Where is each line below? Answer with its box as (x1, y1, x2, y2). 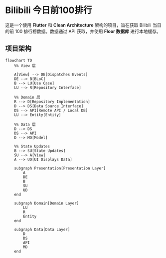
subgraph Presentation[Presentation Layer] (14, 165, 106, 170)
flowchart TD (5, 58, 32, 63)
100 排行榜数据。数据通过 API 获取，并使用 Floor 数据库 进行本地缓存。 (14, 28, 161, 34)
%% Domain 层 (14, 94, 41, 100)
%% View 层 (14, 63, 36, 68)
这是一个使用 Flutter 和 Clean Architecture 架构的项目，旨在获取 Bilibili (5, 22, 152, 28)
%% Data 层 (14, 122, 36, 127)
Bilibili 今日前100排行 (5, 4, 92, 16)
